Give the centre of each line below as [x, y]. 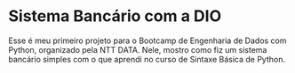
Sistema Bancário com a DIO [115, 16]
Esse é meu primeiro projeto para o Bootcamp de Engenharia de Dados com [147, 40]
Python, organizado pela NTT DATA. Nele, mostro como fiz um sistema [138, 49]
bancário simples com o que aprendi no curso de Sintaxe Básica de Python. [147, 59]
